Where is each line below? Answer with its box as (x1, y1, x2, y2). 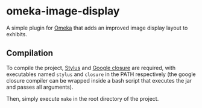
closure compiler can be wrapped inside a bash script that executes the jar (6, 77, 192, 84)
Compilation (6, 48, 53, 59)
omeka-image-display (6, 4, 120, 18)
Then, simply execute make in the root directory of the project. (6, 95, 159, 102)
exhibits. (6, 30, 27, 37)
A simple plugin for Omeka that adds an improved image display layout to (6, 24, 188, 31)
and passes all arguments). (6, 83, 74, 91)
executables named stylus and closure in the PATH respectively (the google (6, 71, 196, 78)
